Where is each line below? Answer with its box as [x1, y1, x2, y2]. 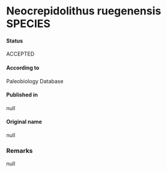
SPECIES [6, 17, 51, 31]
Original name [6, 118, 42, 125]
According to [6, 64, 40, 71]
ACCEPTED [6, 50, 35, 58]
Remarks [6, 146, 33, 155]
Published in [6, 91, 38, 98]
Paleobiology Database [6, 77, 64, 85]
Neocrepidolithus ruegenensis [6, 4, 162, 18]
